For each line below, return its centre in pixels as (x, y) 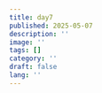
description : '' (39, 34)
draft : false (33, 67)
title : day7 (31, 17)
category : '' (33, 58)
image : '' (27, 42)
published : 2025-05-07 (51, 26)
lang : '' (25, 75)
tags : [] (25, 50)
